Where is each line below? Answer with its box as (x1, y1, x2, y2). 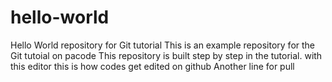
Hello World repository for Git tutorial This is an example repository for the (10, 39, 316, 51)
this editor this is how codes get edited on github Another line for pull (10, 60, 295, 72)
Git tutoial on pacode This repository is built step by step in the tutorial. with (10, 49, 323, 61)
